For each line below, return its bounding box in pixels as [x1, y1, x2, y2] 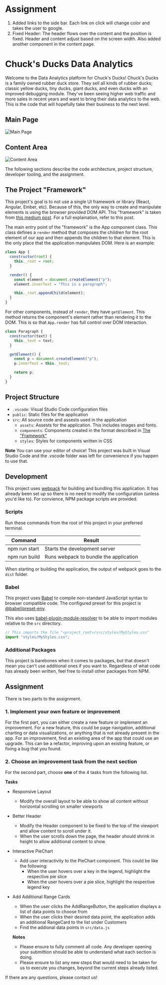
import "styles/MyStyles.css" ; [5, 634, 70, 639]
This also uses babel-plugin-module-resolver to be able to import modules [5, 615, 158, 621]
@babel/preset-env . [5, 606, 46, 612]
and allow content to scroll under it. [19, 828, 92, 834]
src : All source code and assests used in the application [12, 417, 127, 422]
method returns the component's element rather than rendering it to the [5, 314, 152, 320]
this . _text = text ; [14, 338, 55, 343]
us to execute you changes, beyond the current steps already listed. [19, 965, 159, 971]
